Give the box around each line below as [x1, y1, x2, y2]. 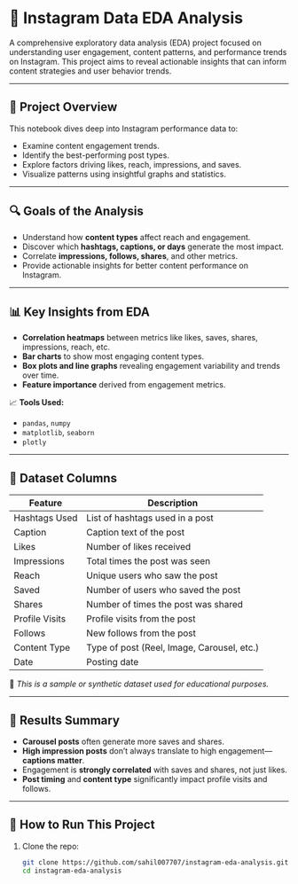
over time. [21, 370, 59, 380]
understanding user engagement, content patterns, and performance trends [9, 46, 287, 57]
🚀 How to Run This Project [9, 818, 155, 833]
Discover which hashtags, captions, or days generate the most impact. [21, 241, 284, 252]
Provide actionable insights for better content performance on [21, 260, 248, 270]
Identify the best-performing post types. [21, 150, 170, 160]
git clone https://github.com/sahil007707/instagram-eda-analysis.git [21, 857, 289, 867]
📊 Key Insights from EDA [9, 304, 151, 319]
